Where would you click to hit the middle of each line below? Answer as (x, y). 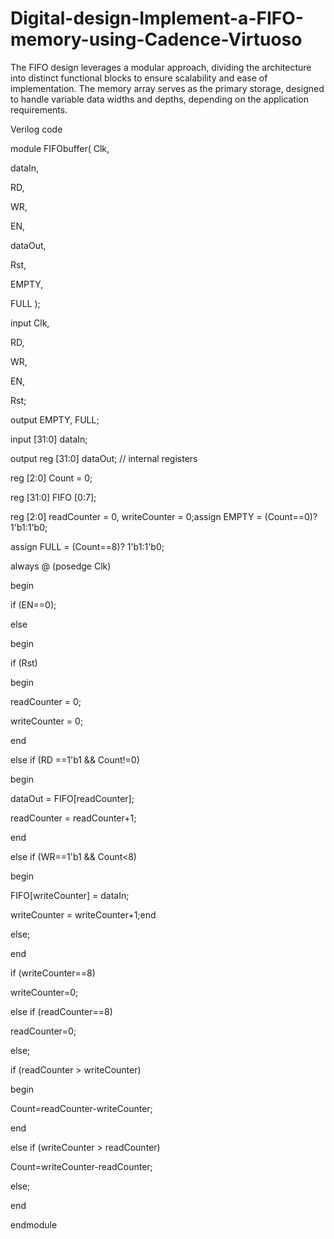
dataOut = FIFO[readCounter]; (72, 798)
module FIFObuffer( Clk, (60, 148)
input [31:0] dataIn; (49, 439)
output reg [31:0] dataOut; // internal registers (104, 458)
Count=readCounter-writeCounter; (81, 1108)
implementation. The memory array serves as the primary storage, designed (167, 88)
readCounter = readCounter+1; (73, 818)
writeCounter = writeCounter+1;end (83, 914)
